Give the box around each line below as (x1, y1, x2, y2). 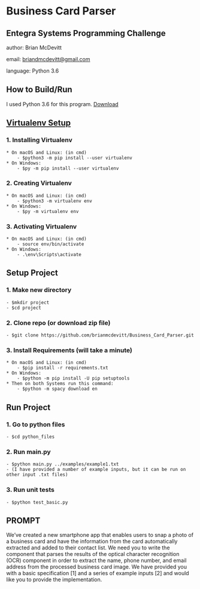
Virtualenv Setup (6, 118, 71, 128)
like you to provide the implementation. (6, 576, 102, 583)
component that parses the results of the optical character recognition (6, 551, 180, 558)
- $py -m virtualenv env (17, 208, 79, 214)
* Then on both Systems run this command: (6, 381, 114, 387)
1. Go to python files (6, 420, 65, 428)
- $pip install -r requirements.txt (17, 365, 109, 371)
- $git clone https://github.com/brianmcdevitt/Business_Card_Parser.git (6, 332, 195, 338)
